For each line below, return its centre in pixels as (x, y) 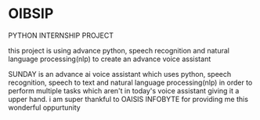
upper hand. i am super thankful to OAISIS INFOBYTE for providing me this (128, 99)
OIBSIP (31, 14)
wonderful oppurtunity (44, 107)
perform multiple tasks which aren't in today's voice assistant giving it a (124, 90)
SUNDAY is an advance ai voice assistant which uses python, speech (120, 74)
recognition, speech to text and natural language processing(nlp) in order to (130, 82)
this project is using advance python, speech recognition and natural (119, 50)
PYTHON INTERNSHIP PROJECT (61, 35)
